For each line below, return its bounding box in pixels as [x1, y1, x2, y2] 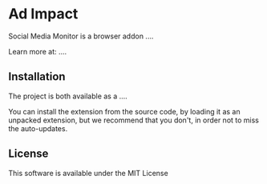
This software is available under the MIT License [8, 168, 168, 178]
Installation [8, 70, 66, 84]
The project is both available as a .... [8, 91, 128, 101]
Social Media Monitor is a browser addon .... [8, 31, 154, 41]
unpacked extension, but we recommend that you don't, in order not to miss [8, 115, 259, 125]
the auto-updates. [8, 123, 68, 133]
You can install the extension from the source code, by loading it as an [8, 106, 241, 116]
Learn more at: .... [8, 46, 67, 56]
